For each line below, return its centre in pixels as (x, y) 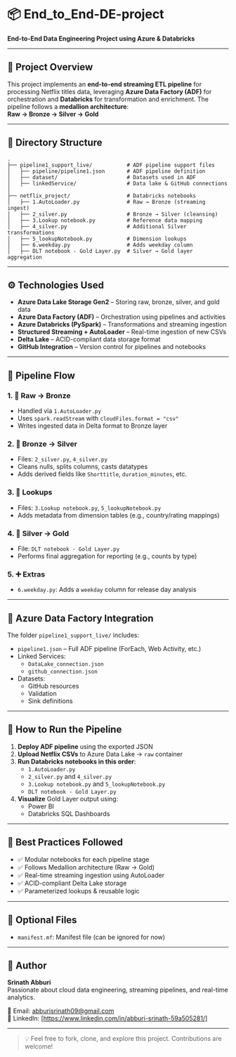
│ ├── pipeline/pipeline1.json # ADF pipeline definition (106, 171)
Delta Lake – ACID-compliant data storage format (89, 339)
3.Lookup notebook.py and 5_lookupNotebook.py (97, 784)
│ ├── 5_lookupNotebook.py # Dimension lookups (97, 239)
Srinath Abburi (29, 983)
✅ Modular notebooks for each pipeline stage (83, 859)
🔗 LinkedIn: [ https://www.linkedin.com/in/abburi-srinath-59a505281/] (107, 1018)
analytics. (21, 997)
